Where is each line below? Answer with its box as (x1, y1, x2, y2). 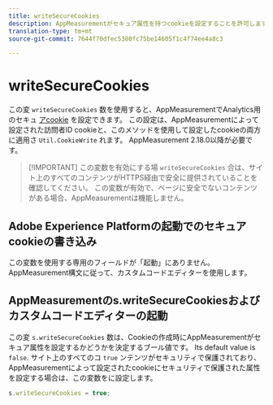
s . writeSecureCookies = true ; (8, 389, 111, 397)
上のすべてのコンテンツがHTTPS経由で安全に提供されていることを (35, 172, 258, 183)
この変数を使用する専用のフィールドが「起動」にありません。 (8, 258, 215, 267)
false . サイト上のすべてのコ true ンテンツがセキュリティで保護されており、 (8, 352, 262, 362)
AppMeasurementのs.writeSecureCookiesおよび (8, 294, 261, 307)
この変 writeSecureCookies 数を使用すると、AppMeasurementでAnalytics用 (8, 105, 262, 115)
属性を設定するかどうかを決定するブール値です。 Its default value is (29, 342, 256, 352)
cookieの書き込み (8, 234, 97, 248)
